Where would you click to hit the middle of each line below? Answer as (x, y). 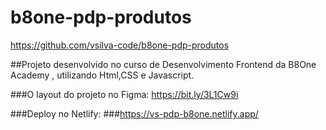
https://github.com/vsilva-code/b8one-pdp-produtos (120, 45)
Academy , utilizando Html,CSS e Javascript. (102, 75)
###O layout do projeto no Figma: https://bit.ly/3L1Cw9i (124, 94)
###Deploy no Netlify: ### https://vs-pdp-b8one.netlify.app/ (134, 113)
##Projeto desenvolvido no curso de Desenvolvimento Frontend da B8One (163, 64)
